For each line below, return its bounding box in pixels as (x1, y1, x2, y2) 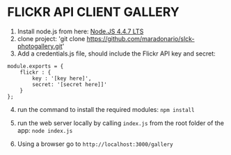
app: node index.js (17, 126, 73, 134)
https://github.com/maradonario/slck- (86, 34, 195, 42)
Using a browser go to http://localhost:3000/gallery (17, 140, 173, 148)
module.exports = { (7, 63, 64, 70)
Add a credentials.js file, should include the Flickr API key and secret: (17, 49, 216, 58)
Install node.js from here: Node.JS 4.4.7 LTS (17, 27, 144, 35)
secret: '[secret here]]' (32, 81, 108, 88)
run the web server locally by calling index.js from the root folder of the (17, 119, 225, 127)
